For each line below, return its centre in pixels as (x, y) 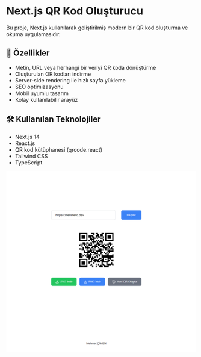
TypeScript (29, 162)
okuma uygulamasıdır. (33, 34)
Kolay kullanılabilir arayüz (46, 99)
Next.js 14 (27, 137)
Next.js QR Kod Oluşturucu (75, 11)
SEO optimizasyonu (39, 87)
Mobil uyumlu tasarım (42, 93)
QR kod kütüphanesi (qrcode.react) (59, 149)
